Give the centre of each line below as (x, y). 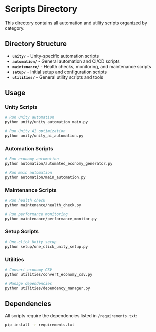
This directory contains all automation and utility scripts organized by (76, 23)
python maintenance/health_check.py (43, 205)
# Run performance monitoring (37, 214)
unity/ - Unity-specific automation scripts (56, 56)
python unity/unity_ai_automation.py (44, 136)
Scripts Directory (41, 9)
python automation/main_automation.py (45, 177)
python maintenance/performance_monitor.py (51, 219)
